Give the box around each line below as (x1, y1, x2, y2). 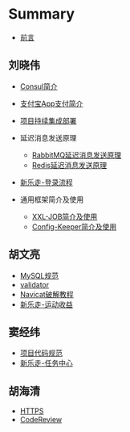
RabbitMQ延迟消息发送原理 (31, 150, 122, 160)
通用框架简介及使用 (19, 195, 84, 204)
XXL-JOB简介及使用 (31, 212, 98, 221)
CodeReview (19, 415, 63, 425)
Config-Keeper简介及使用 (31, 221, 117, 231)
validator (19, 279, 50, 289)
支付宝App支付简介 (19, 99, 83, 108)
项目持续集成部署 (19, 115, 77, 125)
